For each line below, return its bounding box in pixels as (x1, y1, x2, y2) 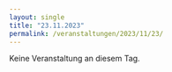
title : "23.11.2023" (9, 21, 86, 30)
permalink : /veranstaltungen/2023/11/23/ (9, 29, 164, 38)
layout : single (9, 12, 65, 22)
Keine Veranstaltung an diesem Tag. (9, 54, 140, 64)
